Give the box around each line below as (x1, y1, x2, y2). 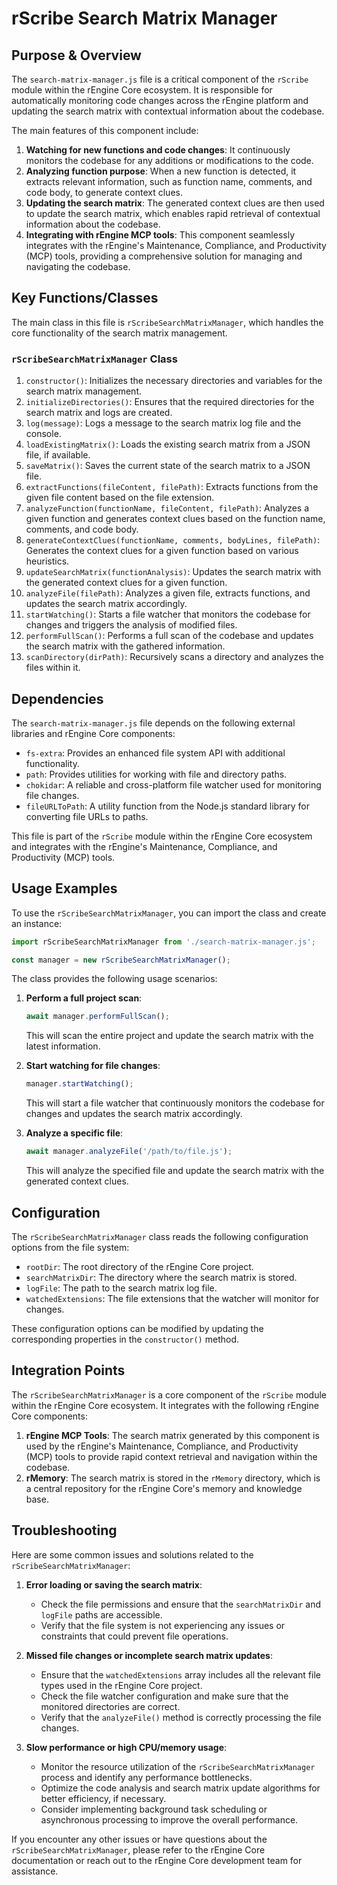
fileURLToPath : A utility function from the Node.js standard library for (25, 800, 311, 812)
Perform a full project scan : (25, 992, 143, 1004)
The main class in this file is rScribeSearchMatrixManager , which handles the (11, 316, 324, 328)
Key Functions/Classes (11, 290, 159, 307)
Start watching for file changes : (25, 1060, 161, 1072)
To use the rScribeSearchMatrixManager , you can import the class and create (11, 907, 327, 919)
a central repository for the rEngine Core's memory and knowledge (25, 1482, 303, 1494)
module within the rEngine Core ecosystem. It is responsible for (11, 84, 273, 96)
